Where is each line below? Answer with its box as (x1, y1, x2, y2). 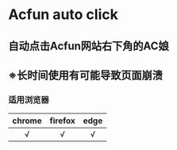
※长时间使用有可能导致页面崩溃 (8, 68, 163, 82)
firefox (49, 115, 75, 126)
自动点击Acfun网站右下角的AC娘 (8, 39, 169, 52)
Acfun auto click (8, 6, 119, 24)
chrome (12, 115, 42, 126)
